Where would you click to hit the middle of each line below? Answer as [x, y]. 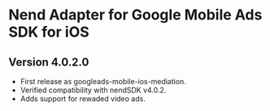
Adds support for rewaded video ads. [83, 98]
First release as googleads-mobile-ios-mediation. [103, 81]
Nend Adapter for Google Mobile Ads [135, 15]
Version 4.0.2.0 [49, 62]
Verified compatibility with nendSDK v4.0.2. [93, 90]
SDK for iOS [49, 32]
